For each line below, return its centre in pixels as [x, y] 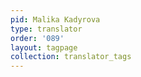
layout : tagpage [44, 47]
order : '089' [37, 38]
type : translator [46, 29]
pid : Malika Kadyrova [55, 19]
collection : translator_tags [71, 57]
